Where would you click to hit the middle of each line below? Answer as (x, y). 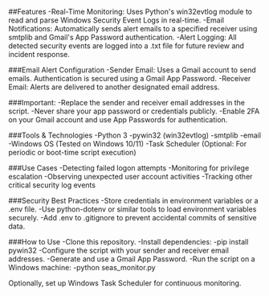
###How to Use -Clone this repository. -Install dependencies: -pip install (128, 242)
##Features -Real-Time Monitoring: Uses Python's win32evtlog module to (130, 12)
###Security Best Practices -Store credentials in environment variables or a (133, 201)
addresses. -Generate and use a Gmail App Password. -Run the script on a (132, 259)
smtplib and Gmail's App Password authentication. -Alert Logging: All (122, 37)
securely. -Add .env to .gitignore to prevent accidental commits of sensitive (132, 218)
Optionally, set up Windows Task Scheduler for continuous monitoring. (125, 283)
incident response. (39, 54)
